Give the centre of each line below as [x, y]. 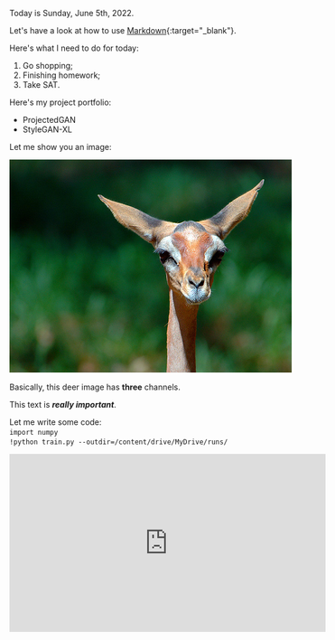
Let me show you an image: [60, 147]
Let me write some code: [56, 422]
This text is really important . [63, 405]
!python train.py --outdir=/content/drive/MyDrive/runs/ [119, 442]
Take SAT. [41, 85]
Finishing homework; [61, 75]
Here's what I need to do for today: [74, 48]
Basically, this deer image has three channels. [95, 387]
